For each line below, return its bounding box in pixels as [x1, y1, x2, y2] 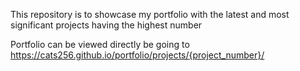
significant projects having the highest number [10, 19, 203, 31]
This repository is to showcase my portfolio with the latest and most [10, 9, 290, 20]
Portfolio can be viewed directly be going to [10, 39, 190, 50]
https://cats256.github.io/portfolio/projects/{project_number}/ [10, 49, 265, 61]
